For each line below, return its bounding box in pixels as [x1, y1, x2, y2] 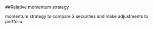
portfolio [5, 19, 23, 24]
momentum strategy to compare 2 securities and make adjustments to [5, 14, 149, 19]
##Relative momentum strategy [5, 4, 69, 10]
